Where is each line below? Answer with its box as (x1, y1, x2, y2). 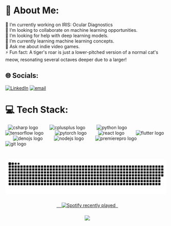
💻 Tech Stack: (5, 104, 69, 115)
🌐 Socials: (5, 71, 39, 80)
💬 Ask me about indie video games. (5, 43, 80, 49)
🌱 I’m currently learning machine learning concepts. (5, 38, 114, 44)
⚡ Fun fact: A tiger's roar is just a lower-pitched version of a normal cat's (5, 49, 159, 55)
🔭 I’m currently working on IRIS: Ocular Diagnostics (5, 22, 113, 28)
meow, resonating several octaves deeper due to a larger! (5, 56, 127, 63)
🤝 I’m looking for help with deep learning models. (5, 32, 109, 38)
